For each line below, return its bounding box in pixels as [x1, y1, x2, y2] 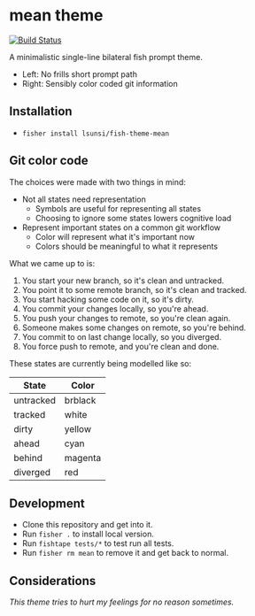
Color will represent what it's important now [35, 231, 195, 242]
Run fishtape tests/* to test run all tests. [21, 538, 174, 549]
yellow [64, 422, 91, 435]
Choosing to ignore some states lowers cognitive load [35, 212, 232, 223]
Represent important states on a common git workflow [21, 222, 221, 233]
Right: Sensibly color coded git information [21, 78, 179, 89]
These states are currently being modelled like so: [9, 358, 192, 368]
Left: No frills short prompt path [21, 68, 137, 80]
